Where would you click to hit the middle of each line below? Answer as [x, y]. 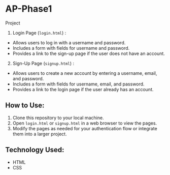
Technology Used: [35, 150]
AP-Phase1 [29, 9]
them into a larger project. [40, 134]
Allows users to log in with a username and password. [69, 42]
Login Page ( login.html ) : [39, 33]
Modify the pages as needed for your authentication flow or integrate [85, 128]
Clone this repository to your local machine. [58, 118]
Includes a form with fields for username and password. [71, 48]
